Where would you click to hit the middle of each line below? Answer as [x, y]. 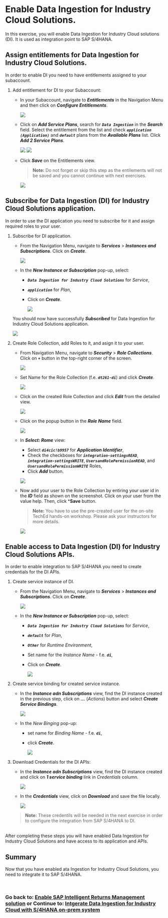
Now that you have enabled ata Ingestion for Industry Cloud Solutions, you [82, 869]
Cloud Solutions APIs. [40, 554]
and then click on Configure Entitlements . [64, 105]
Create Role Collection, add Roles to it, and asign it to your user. [78, 343]
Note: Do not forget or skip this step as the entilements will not [97, 170]
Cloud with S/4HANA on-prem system [53, 910]
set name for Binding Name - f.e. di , [65, 733]
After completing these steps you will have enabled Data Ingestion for [77, 836]
